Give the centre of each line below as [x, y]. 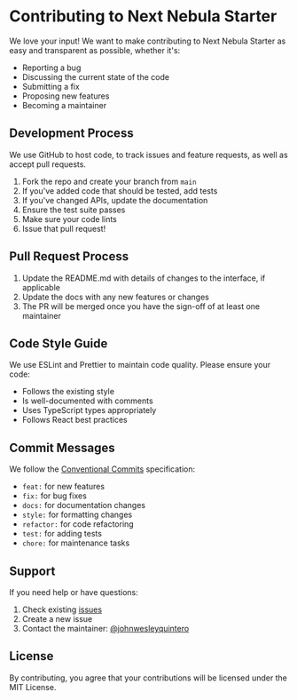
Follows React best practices [74, 420]
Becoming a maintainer [64, 105]
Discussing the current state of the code [96, 76]
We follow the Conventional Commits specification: [102, 469]
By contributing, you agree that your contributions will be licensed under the [148, 678]
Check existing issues [62, 609]
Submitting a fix [51, 86]
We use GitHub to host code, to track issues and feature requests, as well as [148, 155]
